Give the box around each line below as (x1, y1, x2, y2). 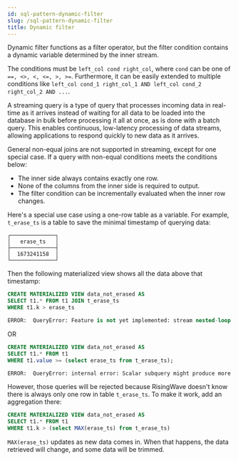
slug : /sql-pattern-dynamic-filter (7, 17, 113, 24)
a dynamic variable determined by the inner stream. (7, 51, 159, 59)
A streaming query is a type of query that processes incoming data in (7, 101, 211, 110)
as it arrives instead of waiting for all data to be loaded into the (21, 108, 205, 118)
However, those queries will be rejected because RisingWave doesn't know (7, 383, 228, 391)
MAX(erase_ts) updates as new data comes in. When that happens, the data (7, 437, 229, 446)
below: (7, 160, 27, 169)
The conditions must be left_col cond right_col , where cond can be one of (7, 65, 231, 73)
